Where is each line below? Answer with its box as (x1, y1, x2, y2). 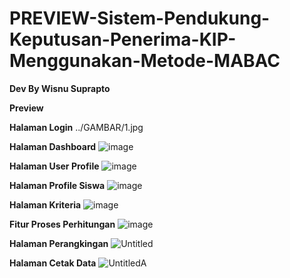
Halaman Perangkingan (9, 237, 109, 249)
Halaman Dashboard (9, 140, 97, 152)
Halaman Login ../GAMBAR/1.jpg (9, 121, 144, 133)
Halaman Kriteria (9, 198, 82, 211)
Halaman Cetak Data (9, 257, 97, 269)
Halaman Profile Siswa (9, 179, 106, 191)
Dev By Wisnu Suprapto (9, 82, 111, 94)
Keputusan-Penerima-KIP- (9, 28, 237, 51)
